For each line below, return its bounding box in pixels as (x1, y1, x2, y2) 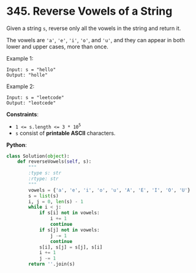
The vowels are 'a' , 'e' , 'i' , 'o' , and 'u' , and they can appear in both (6, 36, 185, 43)
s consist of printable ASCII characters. (15, 129, 116, 136)
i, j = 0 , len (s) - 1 (28, 198, 84, 204)
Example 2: (6, 83, 35, 90)
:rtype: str (28, 176, 59, 182)
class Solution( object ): (6, 153, 70, 159)
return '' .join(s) (28, 261, 75, 267)
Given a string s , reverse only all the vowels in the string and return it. (6, 24, 181, 32)
